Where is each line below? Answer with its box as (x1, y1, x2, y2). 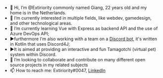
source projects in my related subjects (9, 62, 88, 68)
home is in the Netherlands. (9, 10, 66, 16)
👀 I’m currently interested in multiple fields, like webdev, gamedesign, (9, 15, 152, 21)
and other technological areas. (9, 20, 73, 26)
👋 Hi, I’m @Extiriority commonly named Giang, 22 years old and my (9, 5, 147, 10)
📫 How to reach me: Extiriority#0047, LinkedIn (9, 68, 106, 73)
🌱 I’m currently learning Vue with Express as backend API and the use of (9, 26, 158, 31)
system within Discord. (9, 52, 57, 57)
